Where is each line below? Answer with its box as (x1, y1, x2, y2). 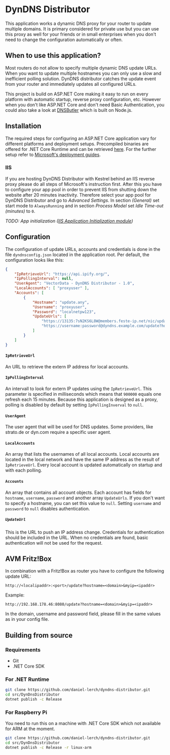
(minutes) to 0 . (5, 208, 35, 214)
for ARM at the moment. (5, 726, 55, 732)
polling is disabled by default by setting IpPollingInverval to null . (5, 401, 144, 407)
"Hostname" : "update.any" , (32, 300, 90, 305)
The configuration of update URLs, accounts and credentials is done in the (5, 246, 160, 252)
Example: (5, 592, 25, 598)
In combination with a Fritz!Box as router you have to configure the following (5, 568, 164, 574)
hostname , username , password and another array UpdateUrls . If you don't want (5, 494, 165, 501)
